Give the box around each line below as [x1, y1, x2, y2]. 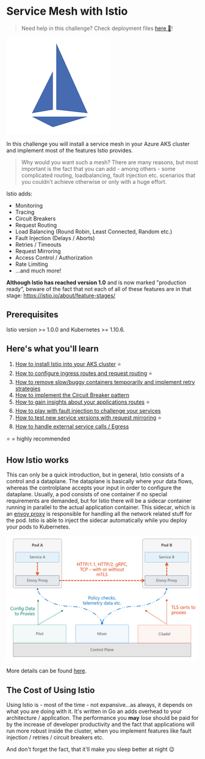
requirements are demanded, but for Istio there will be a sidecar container [6, 497, 192, 505]
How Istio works [6, 455, 69, 465]
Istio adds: [6, 190, 32, 197]
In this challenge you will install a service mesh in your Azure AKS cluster [6, 140, 190, 148]
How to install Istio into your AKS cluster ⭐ [15, 360, 121, 368]
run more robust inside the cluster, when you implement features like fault [6, 727, 192, 734]
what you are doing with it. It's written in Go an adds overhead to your [6, 708, 182, 715]
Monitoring [15, 202, 43, 209]
